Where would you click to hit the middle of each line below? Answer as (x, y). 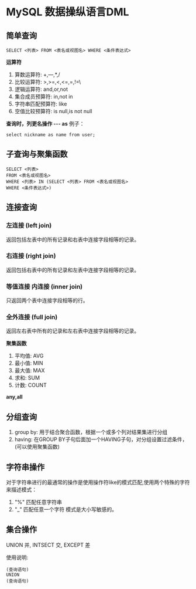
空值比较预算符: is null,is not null (53, 111)
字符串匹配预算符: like (41, 104)
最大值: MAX (30, 371)
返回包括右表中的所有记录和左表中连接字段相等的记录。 (73, 270)
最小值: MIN (29, 363)
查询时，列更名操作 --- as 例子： (45, 123)
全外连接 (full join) (32, 317)
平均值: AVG (29, 356)
